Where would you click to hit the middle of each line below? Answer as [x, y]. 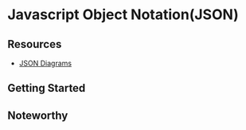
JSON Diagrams [45, 63]
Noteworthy [38, 115]
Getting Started [47, 88]
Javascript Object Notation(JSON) [123, 15]
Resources [35, 44]
